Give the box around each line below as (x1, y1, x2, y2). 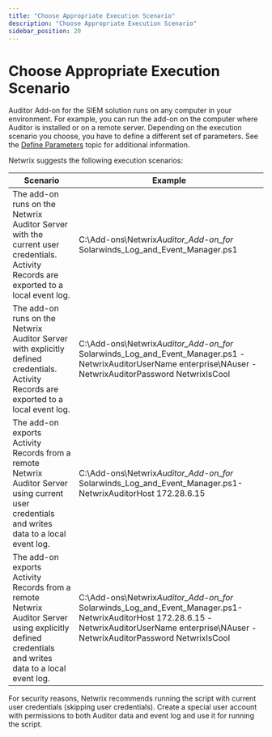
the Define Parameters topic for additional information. (8, 140, 190, 150)
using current (12, 488, 63, 499)
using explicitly (12, 622, 70, 633)
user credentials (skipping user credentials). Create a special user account (8, 702, 257, 712)
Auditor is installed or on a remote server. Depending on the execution (8, 123, 243, 133)
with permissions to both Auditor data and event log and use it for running (8, 711, 255, 721)
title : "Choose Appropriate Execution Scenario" (8, 11, 176, 20)
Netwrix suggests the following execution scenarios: (8, 155, 184, 166)
